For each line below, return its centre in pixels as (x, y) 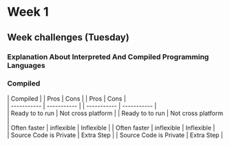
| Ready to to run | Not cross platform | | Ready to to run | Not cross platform (115, 113)
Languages (27, 65)
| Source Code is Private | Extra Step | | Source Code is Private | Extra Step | (115, 135)
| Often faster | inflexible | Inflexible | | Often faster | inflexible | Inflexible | (111, 127)
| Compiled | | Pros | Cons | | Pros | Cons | (66, 98)
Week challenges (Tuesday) (68, 37)
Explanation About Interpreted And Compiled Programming (108, 57)
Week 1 (28, 12)
